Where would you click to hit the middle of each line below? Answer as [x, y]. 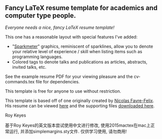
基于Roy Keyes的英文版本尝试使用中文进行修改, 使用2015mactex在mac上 [78, 125]
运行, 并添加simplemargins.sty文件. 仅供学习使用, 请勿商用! [68, 131]
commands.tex [20, 81]
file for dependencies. [58, 81]
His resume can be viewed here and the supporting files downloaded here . [80, 106]
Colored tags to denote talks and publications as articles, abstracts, [80, 62]
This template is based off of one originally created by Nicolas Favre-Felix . [80, 100]
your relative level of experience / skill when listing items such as [77, 51]
